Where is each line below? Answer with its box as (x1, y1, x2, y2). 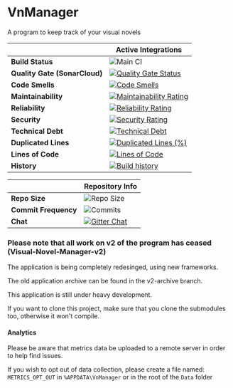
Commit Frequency (11, 204, 77, 214)
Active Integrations (116, 44, 183, 54)
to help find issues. (7, 352, 63, 360)
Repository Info (84, 181, 137, 191)
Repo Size (11, 193, 46, 203)
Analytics (7, 328, 37, 337)
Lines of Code (11, 149, 59, 159)
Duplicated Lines (11, 137, 70, 147)
